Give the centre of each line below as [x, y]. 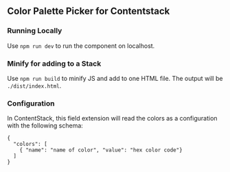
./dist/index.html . [34, 86]
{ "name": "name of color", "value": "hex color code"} [101, 150]
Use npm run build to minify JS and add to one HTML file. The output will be [115, 78]
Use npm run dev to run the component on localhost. [81, 46]
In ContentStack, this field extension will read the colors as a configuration [112, 119]
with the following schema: [45, 125]
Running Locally [35, 31]
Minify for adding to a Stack [54, 63]
